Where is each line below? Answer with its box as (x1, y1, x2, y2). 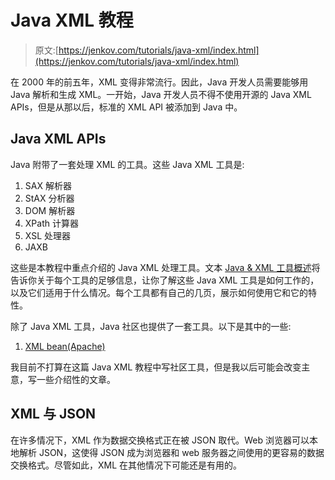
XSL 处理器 (24, 229, 72, 241)
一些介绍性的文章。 (36, 373, 116, 385)
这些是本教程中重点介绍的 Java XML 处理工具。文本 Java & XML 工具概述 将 (10, 261, 321, 273)
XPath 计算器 (24, 217, 79, 229)
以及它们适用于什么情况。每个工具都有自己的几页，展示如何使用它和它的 (10, 286, 308, 298)
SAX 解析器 (24, 179, 72, 191)
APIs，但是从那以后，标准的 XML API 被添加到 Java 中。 (10, 101, 243, 113)
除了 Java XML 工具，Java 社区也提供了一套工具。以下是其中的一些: (10, 320, 292, 332)
